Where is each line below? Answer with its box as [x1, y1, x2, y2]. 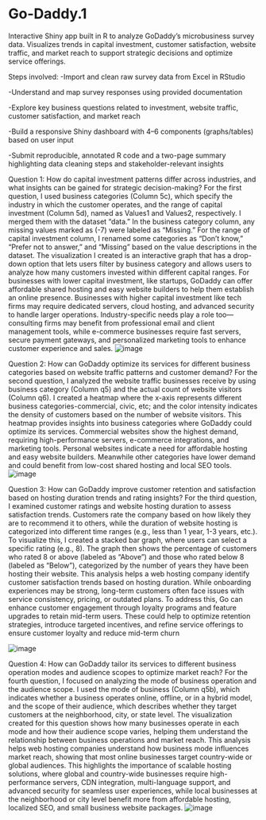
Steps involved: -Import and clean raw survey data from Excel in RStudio [8, 72, 246, 81]
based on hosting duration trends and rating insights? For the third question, [8, 493, 257, 502]
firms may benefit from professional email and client [44, 318, 215, 327]
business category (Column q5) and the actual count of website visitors [8, 384, 242, 394]
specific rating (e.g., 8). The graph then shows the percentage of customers [8, 543, 257, 553]
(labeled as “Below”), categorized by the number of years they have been [8, 560, 249, 570]
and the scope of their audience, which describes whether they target [8, 701, 237, 711]
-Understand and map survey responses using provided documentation [8, 87, 243, 96]
